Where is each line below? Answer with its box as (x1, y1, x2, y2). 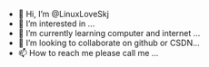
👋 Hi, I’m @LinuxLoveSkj (17, 9, 109, 19)
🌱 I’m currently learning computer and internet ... (17, 28, 201, 38)
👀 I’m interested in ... (17, 18, 95, 29)
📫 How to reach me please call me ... (17, 48, 159, 58)
